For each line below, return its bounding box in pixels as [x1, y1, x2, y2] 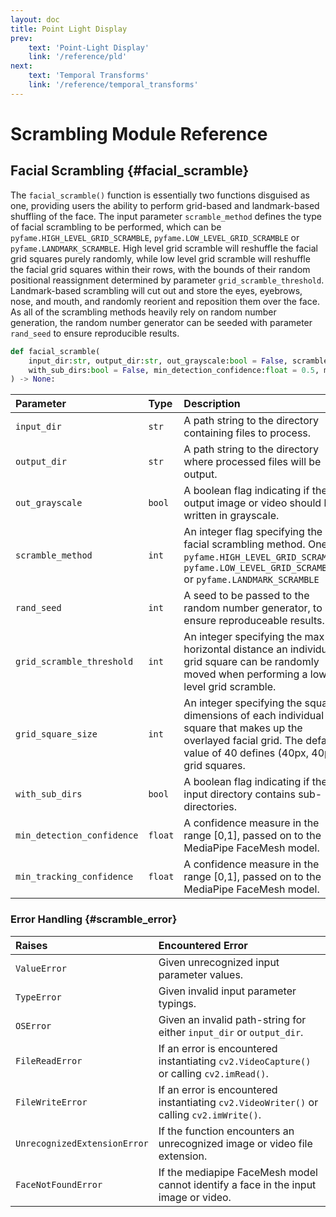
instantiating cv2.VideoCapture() [158, 1054, 312, 1068]
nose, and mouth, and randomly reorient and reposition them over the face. [10, 295, 320, 307]
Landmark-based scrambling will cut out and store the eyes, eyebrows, [10, 284, 303, 296]
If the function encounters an [158, 1124, 295, 1138]
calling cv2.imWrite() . [158, 1107, 262, 1121]
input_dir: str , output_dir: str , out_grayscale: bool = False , [28, 356, 288, 366]
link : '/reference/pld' [28, 52, 128, 62]
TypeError [15, 991, 62, 1003]
